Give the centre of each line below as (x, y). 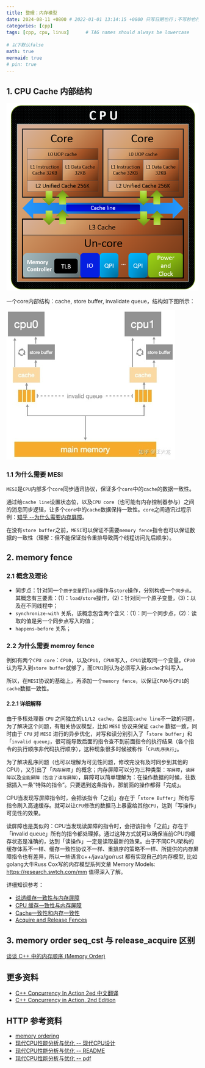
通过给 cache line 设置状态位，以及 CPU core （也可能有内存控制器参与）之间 (100, 502)
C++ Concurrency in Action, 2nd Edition (65, 1000)
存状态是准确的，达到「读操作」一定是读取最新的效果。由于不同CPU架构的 (100, 841)
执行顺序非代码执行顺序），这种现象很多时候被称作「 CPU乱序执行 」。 (100, 749)
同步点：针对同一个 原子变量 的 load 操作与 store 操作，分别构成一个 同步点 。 (105, 590)
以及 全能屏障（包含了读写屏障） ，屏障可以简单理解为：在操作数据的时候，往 (101, 777)
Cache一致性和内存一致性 (48, 913)
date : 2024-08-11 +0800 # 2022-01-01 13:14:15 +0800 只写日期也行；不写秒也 (101, 19)
